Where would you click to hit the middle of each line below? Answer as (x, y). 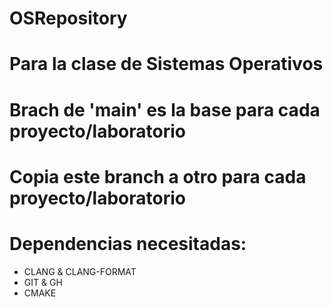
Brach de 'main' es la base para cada (165, 109)
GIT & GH (43, 282)
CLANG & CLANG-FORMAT (80, 271)
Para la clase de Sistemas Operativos (166, 64)
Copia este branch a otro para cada (158, 176)
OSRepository (68, 18)
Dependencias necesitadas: (128, 243)
